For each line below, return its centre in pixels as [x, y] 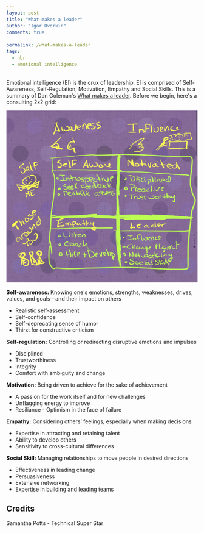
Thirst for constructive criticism [54, 330]
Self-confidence [35, 317]
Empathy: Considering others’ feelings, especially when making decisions [99, 421]
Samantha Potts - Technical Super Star [55, 523]
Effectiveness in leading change [55, 470]
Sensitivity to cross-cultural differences [64, 446]
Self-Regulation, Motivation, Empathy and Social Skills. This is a [116, 89]
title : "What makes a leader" [45, 19]
